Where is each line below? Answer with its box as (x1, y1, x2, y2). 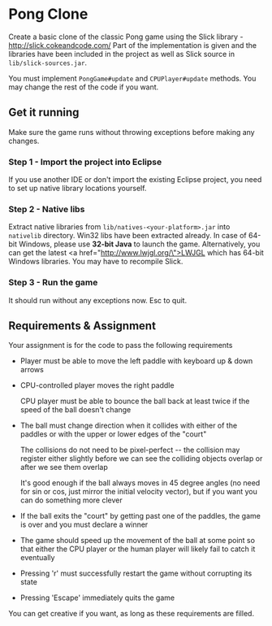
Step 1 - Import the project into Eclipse (8, 156, 162, 167)
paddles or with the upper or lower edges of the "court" (19, 429, 207, 439)
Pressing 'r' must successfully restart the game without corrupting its (19, 568, 253, 578)
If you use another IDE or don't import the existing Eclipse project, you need (8, 175, 262, 185)
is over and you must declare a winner (19, 519, 149, 529)
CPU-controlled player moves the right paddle (19, 380, 175, 390)
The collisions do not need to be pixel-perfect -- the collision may (19, 445, 240, 455)
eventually (19, 553, 55, 563)
